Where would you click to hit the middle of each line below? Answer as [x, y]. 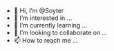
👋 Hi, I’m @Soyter [39, 11]
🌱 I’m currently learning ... [50, 25]
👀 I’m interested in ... [43, 18]
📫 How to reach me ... [46, 40]
